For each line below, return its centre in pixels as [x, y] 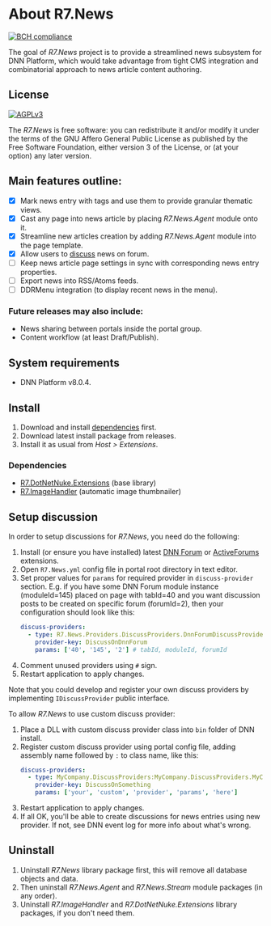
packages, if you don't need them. [77, 913]
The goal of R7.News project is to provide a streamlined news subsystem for [135, 52]
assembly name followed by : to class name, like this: [109, 755]
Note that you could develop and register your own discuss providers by [129, 689]
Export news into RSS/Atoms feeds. [79, 281]
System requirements [64, 363]
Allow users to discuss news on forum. [85, 254]
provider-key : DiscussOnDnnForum [91, 642]
